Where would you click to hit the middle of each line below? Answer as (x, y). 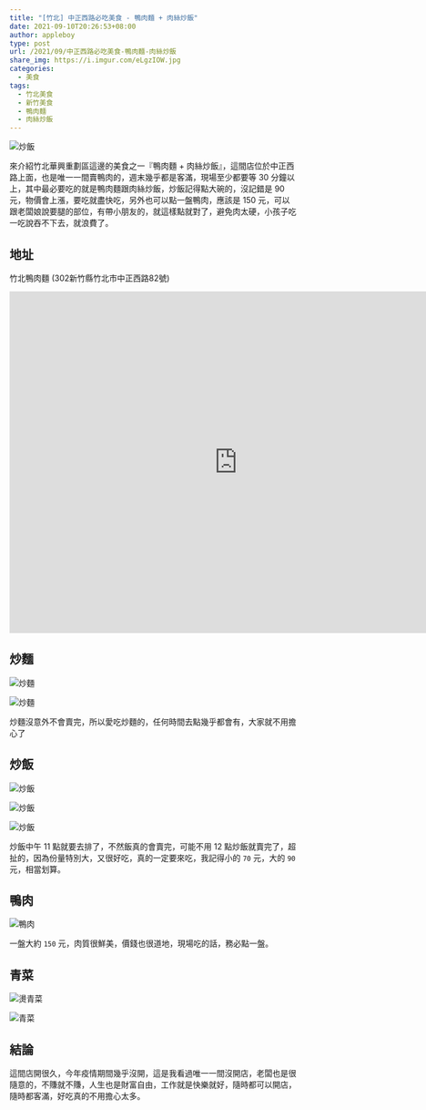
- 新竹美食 (35, 103)
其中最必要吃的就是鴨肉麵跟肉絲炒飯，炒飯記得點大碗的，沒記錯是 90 (155, 189)
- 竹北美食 (35, 94)
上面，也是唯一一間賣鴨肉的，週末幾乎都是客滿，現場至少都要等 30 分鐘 (152, 178)
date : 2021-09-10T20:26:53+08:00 (73, 26)
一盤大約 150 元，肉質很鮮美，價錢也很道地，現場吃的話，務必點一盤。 (142, 943)
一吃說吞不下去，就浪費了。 (61, 223)
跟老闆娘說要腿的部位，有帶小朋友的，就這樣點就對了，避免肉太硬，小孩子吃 (153, 211)
